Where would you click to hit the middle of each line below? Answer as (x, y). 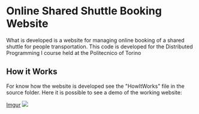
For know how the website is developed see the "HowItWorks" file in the (95, 86)
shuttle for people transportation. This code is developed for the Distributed (99, 47)
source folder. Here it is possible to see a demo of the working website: (94, 92)
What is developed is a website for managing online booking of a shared (95, 40)
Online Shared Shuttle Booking (84, 11)
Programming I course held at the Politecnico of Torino (74, 53)
